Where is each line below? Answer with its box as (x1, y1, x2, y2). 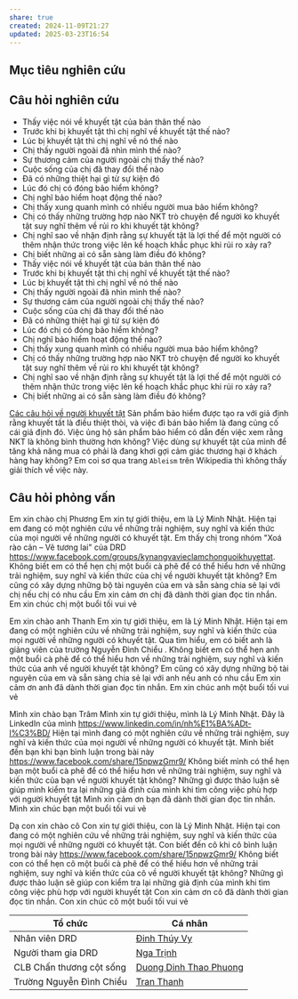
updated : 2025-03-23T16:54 (9, 29, 109, 38)
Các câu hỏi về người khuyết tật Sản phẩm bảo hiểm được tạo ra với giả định (9, 407, 289, 418)
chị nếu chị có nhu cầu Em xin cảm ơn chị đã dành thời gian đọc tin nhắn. (9, 589, 278, 600)
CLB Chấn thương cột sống (13, 962, 127, 974)
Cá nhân (172, 917, 208, 930)
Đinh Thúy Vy (135, 932, 193, 945)
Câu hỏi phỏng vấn (9, 490, 116, 505)
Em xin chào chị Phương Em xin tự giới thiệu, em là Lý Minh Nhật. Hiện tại (9, 513, 278, 525)
